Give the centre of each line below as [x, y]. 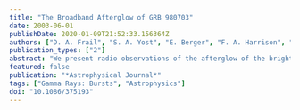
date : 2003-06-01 [42, 26]
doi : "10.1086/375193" [51, 91]
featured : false [39, 67]
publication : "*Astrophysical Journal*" [86, 75]
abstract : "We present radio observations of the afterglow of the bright [151, 59]
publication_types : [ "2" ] [57, 51]
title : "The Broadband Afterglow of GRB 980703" [101, 17]
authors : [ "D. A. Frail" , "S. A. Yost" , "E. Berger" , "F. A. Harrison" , [147, 42]
